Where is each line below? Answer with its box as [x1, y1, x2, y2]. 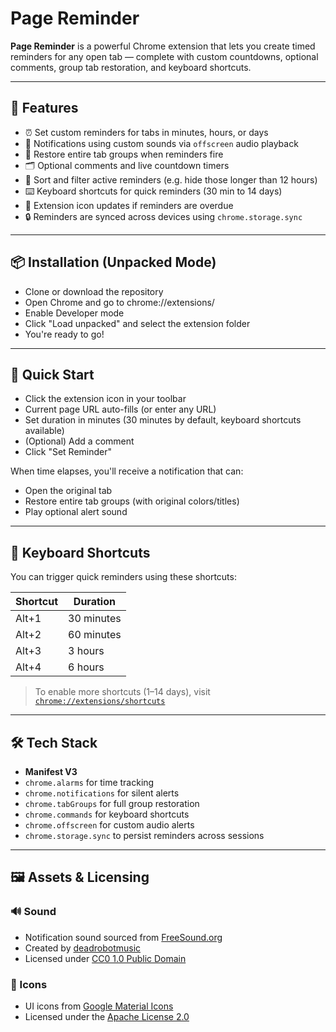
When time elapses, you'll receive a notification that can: [10, 465, 244, 477]
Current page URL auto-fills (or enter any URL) [24, 403, 217, 416]
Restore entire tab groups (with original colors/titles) [24, 495, 240, 507]
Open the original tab [24, 485, 113, 497]
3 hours [68, 644, 105, 658]
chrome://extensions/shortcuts [34, 697, 166, 707]
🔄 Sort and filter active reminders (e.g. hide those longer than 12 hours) [24, 173, 318, 186]
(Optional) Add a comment [24, 435, 135, 447]
